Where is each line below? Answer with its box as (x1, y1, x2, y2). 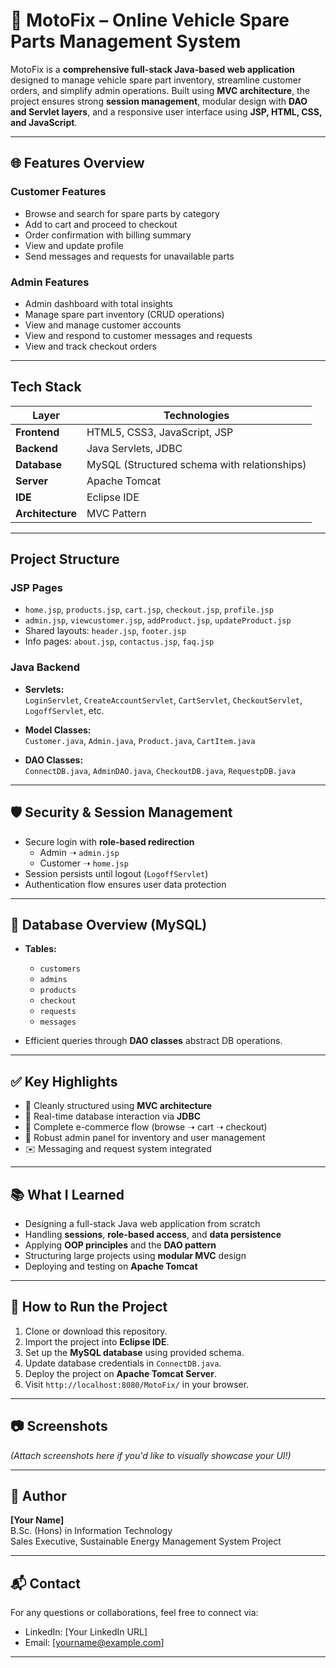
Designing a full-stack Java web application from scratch (24, 1217, 261, 1229)
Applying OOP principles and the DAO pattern (24, 1239, 217, 1251)
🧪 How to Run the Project (10, 1299, 168, 1316)
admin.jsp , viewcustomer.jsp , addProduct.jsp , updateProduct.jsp (24, 614, 292, 626)
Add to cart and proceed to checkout (24, 218, 178, 230)
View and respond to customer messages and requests (24, 329, 253, 341)
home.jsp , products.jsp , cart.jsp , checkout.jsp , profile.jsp (24, 604, 274, 616)
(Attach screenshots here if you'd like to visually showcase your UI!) (10, 1449, 292, 1461)
